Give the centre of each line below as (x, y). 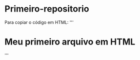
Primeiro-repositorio (47, 9)
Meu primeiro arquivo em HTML (70, 42)
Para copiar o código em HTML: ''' (39, 22)
